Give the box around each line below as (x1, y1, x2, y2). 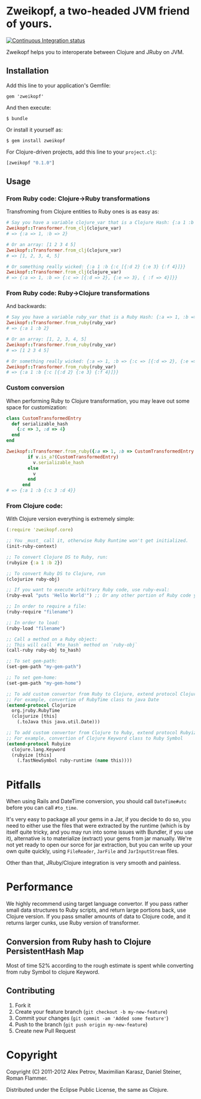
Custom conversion (6, 384, 65, 392)
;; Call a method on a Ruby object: (6, 636, 98, 642)
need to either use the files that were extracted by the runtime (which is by (6, 822, 190, 830)
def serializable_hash (11, 421, 68, 427)
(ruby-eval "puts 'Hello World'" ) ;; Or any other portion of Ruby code (6, 592, 191, 598)
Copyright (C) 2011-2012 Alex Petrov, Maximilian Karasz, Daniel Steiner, (6, 1068, 182, 1075)
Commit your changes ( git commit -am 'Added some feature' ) (14, 1014, 169, 1022)
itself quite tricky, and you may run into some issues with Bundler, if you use (6, 828, 194, 836)
